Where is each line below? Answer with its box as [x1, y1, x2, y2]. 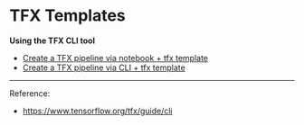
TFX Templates [9, 5, 126, 26]
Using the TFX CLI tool [9, 35, 95, 46]
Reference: [9, 87, 51, 99]
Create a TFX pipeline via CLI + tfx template [22, 62, 185, 73]
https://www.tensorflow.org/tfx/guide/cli [22, 105, 173, 116]
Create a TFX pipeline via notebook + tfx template [22, 52, 209, 63]
